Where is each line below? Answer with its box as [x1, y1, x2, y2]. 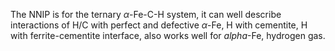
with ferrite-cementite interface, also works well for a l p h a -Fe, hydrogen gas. [10, 30, 326, 41]
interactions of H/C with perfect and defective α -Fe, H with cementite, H [10, 19, 308, 31]
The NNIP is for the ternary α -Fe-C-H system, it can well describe [10, 9, 282, 20]
